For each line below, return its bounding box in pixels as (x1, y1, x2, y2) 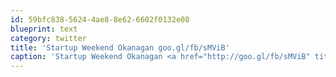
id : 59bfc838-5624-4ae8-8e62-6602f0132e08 (10, 14, 190, 25)
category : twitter (10, 33, 87, 43)
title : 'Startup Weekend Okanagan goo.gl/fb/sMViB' (10, 42, 230, 53)
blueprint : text (10, 24, 78, 34)
